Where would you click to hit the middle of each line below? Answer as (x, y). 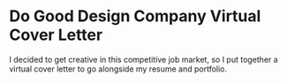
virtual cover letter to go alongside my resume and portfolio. (118, 69)
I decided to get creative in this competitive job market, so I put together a (143, 59)
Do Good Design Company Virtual (135, 16)
